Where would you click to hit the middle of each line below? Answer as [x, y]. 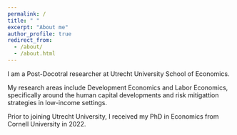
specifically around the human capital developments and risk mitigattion [113, 95]
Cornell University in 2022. [47, 124]
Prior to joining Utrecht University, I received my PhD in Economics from [113, 116]
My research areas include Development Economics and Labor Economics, [118, 87]
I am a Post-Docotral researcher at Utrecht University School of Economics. [118, 74]
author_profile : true [40, 34]
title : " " [24, 21]
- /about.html [35, 54]
